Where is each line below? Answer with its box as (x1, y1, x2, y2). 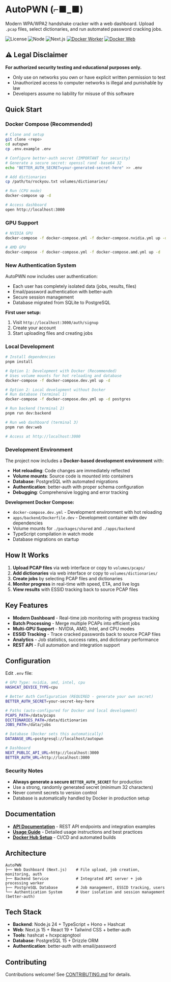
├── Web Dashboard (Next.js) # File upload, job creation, (5, 867, 140, 872)
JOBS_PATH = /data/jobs (5, 722, 51, 727)
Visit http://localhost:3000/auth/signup (12, 319, 99, 325)
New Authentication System (5, 262, 76, 269)
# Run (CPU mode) (5, 188, 42, 194)
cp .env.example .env (5, 147, 51, 152)
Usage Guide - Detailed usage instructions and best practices (12, 829, 143, 835)
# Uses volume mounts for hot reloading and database (5, 373, 122, 378)
